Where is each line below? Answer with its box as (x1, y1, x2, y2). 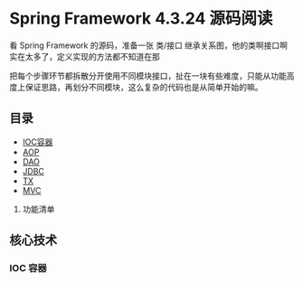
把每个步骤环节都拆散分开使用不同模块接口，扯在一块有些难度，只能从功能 (9, 70, 287, 81)
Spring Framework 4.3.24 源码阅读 (9, 8, 273, 29)
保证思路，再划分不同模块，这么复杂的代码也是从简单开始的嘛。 (24, 81, 263, 92)
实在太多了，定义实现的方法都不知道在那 (9, 51, 160, 61)
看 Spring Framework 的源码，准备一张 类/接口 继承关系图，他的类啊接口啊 (9, 40, 288, 51)
